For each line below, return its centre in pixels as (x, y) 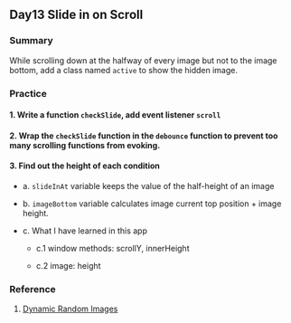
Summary (32, 41)
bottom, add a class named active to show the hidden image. (123, 70)
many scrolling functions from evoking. (85, 145)
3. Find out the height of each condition (85, 166)
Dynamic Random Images (70, 309)
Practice (28, 93)
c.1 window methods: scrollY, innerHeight (113, 248)
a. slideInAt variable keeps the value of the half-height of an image (148, 186)
